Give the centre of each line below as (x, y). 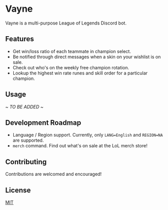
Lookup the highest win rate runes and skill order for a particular (80, 73)
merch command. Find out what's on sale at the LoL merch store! (80, 146)
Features (20, 39)
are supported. (28, 140)
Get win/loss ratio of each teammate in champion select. (72, 51)
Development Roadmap (43, 123)
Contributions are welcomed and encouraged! (53, 174)
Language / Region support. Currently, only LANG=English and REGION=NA (88, 135)
